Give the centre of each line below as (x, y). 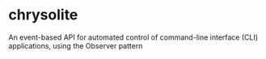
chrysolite (43, 15)
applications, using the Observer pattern (76, 45)
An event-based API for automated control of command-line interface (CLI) (133, 37)
